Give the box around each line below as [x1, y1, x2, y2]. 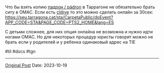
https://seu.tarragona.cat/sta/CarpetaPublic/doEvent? [5, 15, 113, 20]
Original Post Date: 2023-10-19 [5, 62, 67, 68]
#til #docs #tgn [5, 48, 36, 54]
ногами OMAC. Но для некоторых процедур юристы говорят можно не [5, 34, 153, 40]
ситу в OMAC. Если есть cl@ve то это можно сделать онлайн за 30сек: [5, 9, 154, 15]
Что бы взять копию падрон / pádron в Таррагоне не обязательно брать [5, 4, 155, 10]
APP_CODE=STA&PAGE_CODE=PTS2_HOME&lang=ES [5, 19, 114, 25]
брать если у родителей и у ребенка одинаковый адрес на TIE [5, 39, 136, 45]
